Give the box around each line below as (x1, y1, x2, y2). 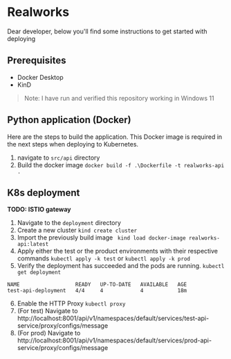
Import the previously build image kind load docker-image (17, 233, 186, 242)
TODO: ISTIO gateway (7, 206, 71, 214)
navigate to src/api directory (17, 153, 100, 162)
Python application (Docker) (7, 114, 131, 126)
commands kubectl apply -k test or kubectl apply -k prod (17, 254, 190, 262)
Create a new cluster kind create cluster (17, 226, 138, 235)
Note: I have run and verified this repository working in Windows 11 (24, 94, 214, 102)
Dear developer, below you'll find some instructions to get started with (7, 27, 207, 35)
